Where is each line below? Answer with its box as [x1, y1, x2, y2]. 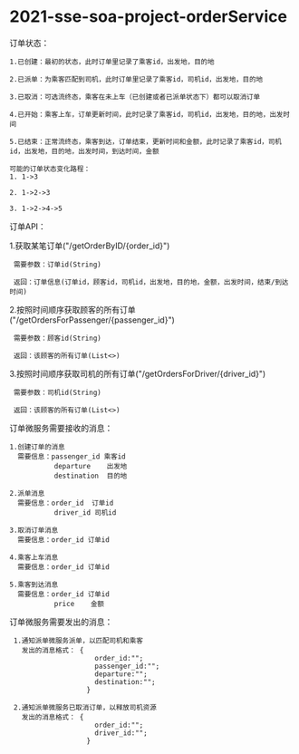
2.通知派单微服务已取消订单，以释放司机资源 [13, 702, 157, 712]
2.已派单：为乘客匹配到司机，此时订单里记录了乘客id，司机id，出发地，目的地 [9, 74, 264, 83]
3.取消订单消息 [9, 526, 59, 535]
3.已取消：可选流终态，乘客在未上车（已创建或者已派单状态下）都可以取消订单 [9, 92, 261, 101]
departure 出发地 [53, 461, 128, 470]
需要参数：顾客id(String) [13, 333, 101, 343]
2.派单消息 [9, 488, 45, 498]
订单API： [9, 220, 47, 232]
